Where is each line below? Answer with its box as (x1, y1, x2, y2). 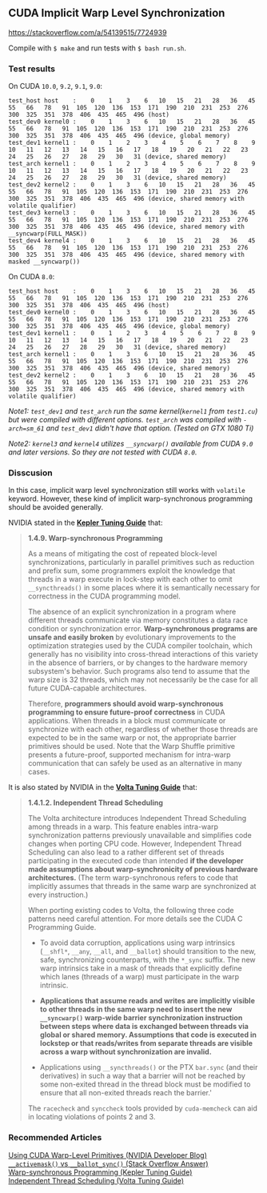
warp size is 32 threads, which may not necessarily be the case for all (27, 675, 258, 685)
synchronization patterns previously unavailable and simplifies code (27, 831, 252, 840)
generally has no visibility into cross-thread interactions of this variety (27, 650, 258, 659)
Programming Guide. (27, 923, 97, 932)
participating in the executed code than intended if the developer (27, 856, 244, 866)
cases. (27, 767, 50, 777)
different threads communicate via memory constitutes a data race (27, 615, 248, 625)
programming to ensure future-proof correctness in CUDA (27, 707, 225, 717)
